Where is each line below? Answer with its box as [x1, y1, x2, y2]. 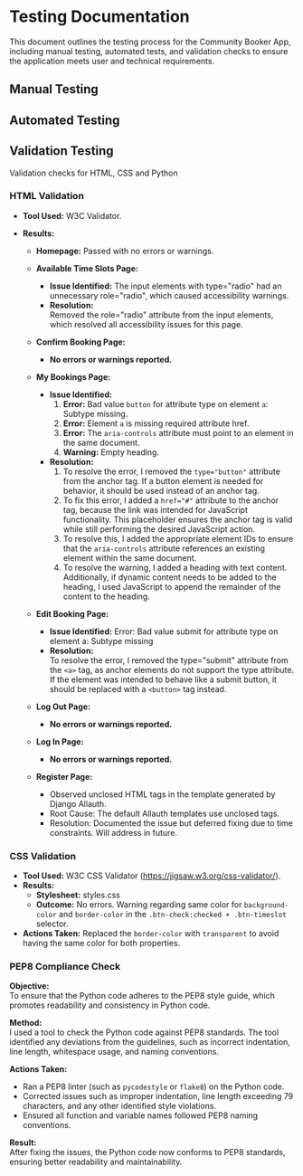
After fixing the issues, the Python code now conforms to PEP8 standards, [9, 1147, 287, 1158]
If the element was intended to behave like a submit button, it [49, 674, 278, 685]
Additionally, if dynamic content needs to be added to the [62, 572, 278, 583]
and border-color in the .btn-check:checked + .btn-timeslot [58, 909, 287, 920]
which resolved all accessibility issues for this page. [49, 318, 243, 329]
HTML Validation [9, 190, 84, 203]
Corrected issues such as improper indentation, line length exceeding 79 [22, 1091, 294, 1102]
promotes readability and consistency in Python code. [9, 1000, 211, 1010]
